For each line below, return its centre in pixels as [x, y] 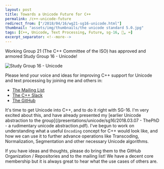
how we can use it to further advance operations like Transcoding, [72, 136]
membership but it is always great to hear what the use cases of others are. [82, 161]
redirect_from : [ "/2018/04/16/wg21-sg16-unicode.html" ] [63, 23]
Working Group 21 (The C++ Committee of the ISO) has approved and [76, 51]
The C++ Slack [27, 95]
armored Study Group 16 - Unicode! [41, 56]
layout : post [18, 10]
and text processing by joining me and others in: [54, 80]
